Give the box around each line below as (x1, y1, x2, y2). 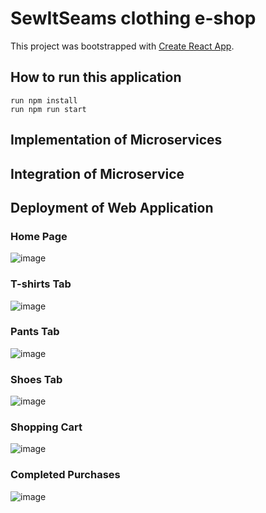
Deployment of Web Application (10, 199, 214, 216)
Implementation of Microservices (10, 132, 223, 149)
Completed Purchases (10, 468, 121, 482)
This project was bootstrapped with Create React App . (10, 40, 235, 52)
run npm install (10, 95, 78, 106)
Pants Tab (10, 325, 60, 339)
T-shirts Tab (10, 277, 72, 291)
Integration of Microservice (10, 165, 185, 182)
